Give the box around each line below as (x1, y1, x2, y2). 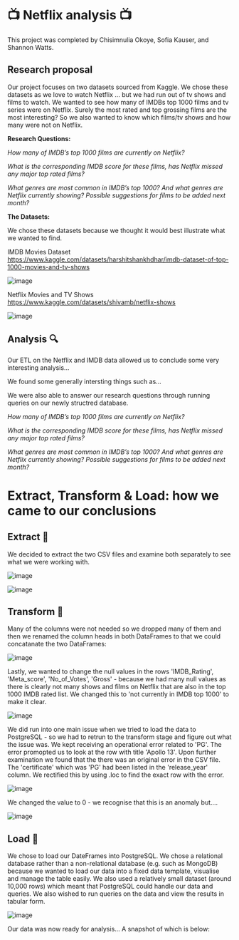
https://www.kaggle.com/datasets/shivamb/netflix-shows (7, 298, 176, 306)
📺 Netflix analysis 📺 (7, 7, 132, 24)
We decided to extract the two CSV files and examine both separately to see (7, 549, 231, 558)
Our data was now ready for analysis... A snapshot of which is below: (7, 925, 210, 934)
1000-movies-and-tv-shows (7, 262, 90, 271)
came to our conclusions (7, 502, 156, 519)
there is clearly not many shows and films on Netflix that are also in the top (7, 683, 226, 691)
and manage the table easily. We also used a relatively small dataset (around (7, 874, 232, 883)
